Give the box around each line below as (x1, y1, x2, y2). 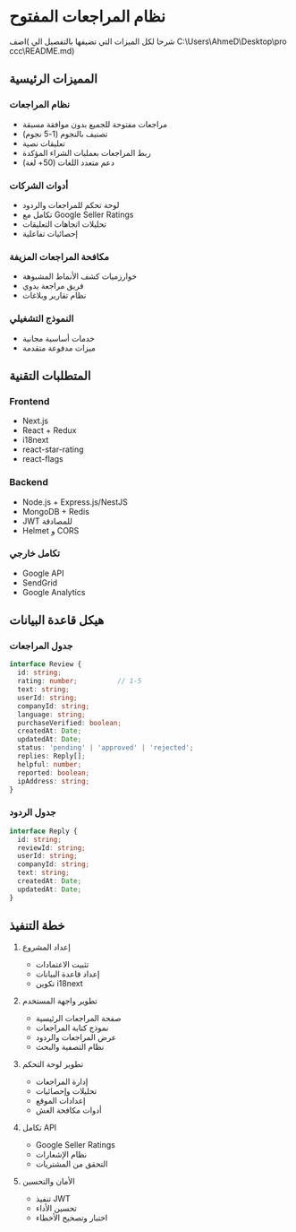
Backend (9, 476, 49, 489)
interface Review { (9, 660, 82, 669)
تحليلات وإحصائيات (35, 1086, 97, 1097)
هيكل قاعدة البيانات (9, 612, 105, 629)
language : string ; (17, 710, 87, 719)
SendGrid (21, 577, 58, 588)
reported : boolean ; (17, 768, 90, 777)
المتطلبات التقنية (9, 368, 91, 383)
